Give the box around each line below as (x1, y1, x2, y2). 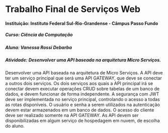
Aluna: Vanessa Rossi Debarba (5, 44, 72, 50)
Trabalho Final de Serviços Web (5, 3, 141, 15)
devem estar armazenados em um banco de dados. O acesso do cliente (5, 106, 154, 113)
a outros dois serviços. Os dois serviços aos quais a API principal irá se (5, 80, 153, 86)
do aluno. (5, 122, 25, 128)
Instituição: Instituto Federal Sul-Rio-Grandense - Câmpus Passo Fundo (5, 20, 158, 26)
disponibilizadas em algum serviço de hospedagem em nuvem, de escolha (5, 117, 160, 123)
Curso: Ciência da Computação (5, 31, 73, 38)
